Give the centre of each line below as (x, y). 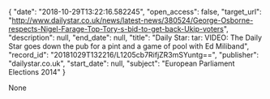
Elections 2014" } (37, 72)
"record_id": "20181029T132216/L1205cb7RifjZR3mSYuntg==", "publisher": (134, 55)
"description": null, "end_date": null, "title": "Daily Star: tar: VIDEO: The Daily (135, 37)
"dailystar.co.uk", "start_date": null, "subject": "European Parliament (122, 63)
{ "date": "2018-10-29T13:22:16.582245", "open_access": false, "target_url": (135, 12)
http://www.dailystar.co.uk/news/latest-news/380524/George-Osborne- (133, 20)
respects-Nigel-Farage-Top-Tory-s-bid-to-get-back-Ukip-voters (116, 29)
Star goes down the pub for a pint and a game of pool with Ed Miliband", (129, 46)
